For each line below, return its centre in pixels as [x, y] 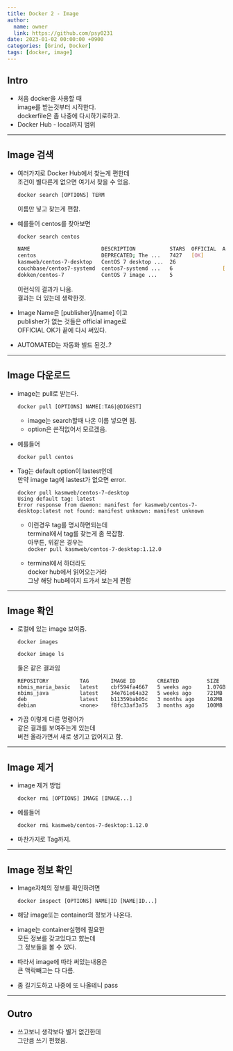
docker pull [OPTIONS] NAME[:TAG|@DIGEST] [79, 407]
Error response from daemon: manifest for [79, 505]
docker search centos [48, 236]
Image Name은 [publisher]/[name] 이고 [72, 312]
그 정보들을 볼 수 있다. [47, 947]
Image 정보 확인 [40, 870]
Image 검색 [31, 155]
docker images [37, 642]
